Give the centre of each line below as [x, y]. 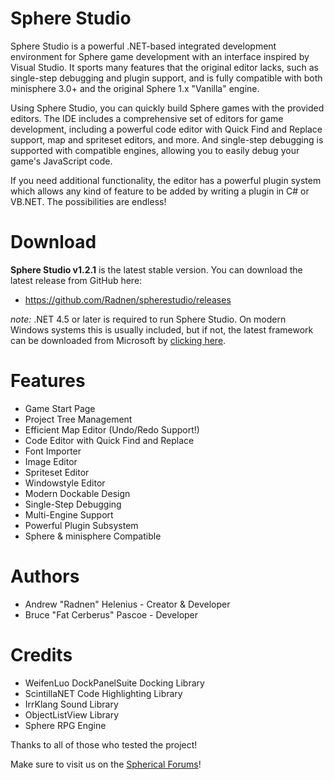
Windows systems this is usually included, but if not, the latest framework [162, 329]
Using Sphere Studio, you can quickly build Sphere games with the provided [167, 108]
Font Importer [53, 451]
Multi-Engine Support [69, 514]
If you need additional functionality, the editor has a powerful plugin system [166, 180]
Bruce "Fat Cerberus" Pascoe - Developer [111, 614]
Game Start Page [60, 408]
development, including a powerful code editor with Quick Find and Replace [166, 129]
